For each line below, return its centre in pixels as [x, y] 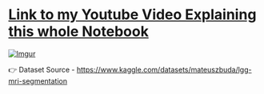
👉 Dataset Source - [42, 69]
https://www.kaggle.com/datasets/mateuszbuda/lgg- [164, 69]
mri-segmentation [38, 80]
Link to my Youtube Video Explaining [132, 15]
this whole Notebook [79, 31]
